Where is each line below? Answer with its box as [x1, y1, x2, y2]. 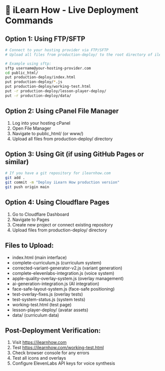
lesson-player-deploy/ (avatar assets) [12, 307, 88, 313]
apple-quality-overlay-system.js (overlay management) [12, 275, 124, 281]
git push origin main [5, 185, 50, 189]
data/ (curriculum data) [12, 312, 59, 318]
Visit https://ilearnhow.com [12, 339, 67, 345]
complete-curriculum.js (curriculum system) [12, 260, 102, 265]
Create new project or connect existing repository [12, 222, 113, 227]
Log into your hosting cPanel [12, 120, 70, 126]
